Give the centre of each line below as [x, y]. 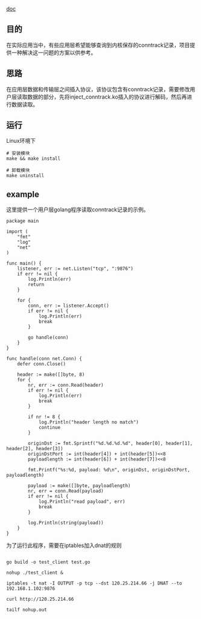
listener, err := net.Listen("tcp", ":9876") [75, 269]
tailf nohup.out [27, 610]
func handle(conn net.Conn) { [44, 359]
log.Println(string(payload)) [66, 523]
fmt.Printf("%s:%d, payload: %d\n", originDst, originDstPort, [109, 470]
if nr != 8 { [44, 417]
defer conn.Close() [42, 364]
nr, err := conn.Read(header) [66, 385]
